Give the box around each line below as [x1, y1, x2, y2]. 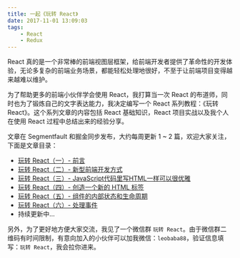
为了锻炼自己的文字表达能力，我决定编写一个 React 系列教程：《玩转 [19, 99, 219, 108]
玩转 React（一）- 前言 [17, 156, 86, 165]
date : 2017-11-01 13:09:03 [7, 17, 88, 24]
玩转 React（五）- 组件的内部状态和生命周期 [17, 192, 148, 200]
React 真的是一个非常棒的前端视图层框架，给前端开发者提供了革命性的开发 [7, 58, 226, 66]
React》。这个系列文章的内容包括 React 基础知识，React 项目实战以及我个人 [7, 108, 229, 117]
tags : [7, 24, 24, 31]
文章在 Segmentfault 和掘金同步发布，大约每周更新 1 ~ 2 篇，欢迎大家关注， [7, 133, 231, 141]
